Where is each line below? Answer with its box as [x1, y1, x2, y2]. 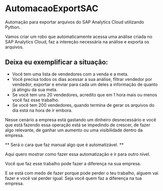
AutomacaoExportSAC [5, 3, 99, 14]
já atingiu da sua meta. [12, 86, 58, 93]
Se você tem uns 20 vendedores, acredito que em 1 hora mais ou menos [12, 92, 157, 97]
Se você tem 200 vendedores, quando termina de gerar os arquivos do [12, 102, 155, 108]
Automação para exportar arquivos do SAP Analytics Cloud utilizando [5, 19, 145, 25]
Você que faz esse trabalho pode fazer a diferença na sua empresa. [5, 160, 141, 166]
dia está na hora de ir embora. [12, 107, 73, 113]
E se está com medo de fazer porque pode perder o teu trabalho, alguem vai [5, 170, 159, 176]
